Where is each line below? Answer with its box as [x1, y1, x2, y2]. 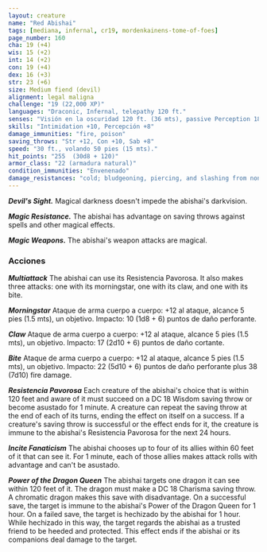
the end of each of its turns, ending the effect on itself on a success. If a [8, 411, 245, 421]
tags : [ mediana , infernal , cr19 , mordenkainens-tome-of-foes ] [8, 26, 219, 34]
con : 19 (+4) [8, 64, 52, 72]
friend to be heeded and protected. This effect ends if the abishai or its [8, 527, 241, 536]
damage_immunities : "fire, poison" [8, 130, 126, 138]
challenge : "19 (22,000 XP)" [8, 100, 105, 108]
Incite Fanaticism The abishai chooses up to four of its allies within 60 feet [8, 443, 254, 453]
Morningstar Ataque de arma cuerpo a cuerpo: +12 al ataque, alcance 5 [8, 305, 245, 315]
